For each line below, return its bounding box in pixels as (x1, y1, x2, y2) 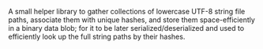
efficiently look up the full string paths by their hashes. (8, 32, 186, 41)
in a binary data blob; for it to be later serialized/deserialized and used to (8, 24, 245, 32)
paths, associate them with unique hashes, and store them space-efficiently (8, 15, 255, 24)
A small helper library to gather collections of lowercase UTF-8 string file (8, 7, 246, 16)
